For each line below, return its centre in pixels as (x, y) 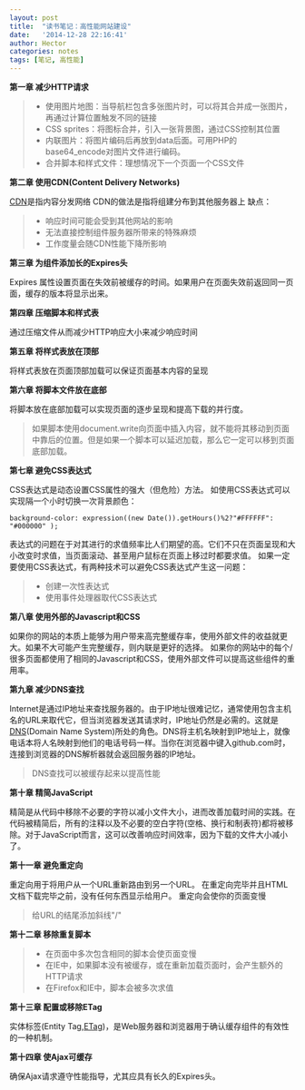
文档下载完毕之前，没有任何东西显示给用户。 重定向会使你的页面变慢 (138, 896)
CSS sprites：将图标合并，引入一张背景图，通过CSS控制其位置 (162, 129)
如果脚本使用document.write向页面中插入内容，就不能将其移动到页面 (161, 428)
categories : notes (44, 52)
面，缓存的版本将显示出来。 (61, 293)
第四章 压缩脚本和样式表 (54, 313)
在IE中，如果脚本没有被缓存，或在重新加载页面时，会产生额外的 (164, 965)
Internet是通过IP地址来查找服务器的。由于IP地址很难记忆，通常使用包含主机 (151, 708)
